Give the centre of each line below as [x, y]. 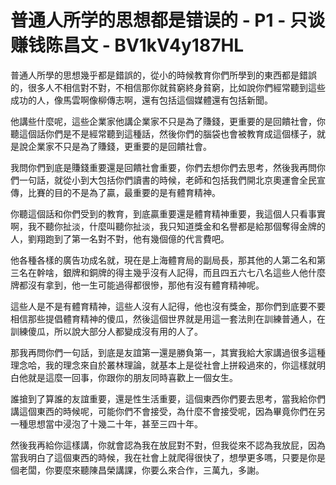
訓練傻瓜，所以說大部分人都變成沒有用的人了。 [106, 331]
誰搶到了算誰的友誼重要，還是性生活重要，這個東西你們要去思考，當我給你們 [168, 398]
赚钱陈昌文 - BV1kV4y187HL [127, 45]
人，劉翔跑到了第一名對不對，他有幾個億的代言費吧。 [120, 238]
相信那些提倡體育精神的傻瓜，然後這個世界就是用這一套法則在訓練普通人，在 [168, 318]
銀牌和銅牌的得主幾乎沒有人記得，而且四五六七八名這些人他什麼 [194, 272]
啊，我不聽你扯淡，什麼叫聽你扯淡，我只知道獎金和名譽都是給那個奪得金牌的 [168, 226]
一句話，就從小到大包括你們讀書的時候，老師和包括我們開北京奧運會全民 [167, 180]
